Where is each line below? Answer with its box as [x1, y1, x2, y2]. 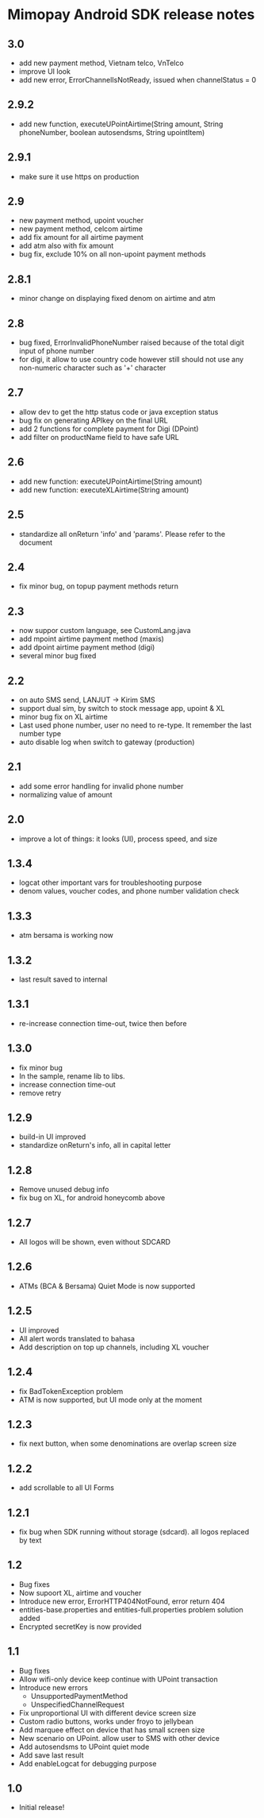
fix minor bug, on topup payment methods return [18, 581, 179, 591]
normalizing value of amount [18, 789, 113, 799]
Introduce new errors [18, 1682, 89, 1693]
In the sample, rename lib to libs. [18, 1071, 125, 1081]
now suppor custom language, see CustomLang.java [18, 626, 191, 635]
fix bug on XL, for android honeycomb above [18, 1193, 166, 1202]
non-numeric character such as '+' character [18, 363, 166, 372]
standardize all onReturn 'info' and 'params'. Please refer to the [18, 529, 226, 538]
